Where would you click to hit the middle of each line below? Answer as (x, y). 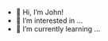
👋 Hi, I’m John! (39, 12)
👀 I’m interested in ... (49, 20)
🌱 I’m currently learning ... (58, 29)
